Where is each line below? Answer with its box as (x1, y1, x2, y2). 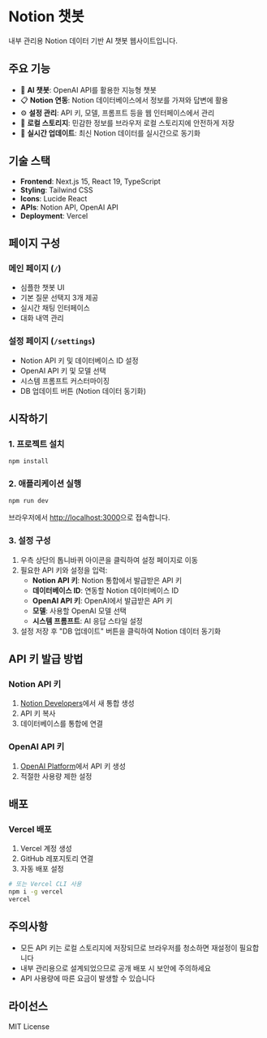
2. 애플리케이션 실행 (8, 478, 82, 490)
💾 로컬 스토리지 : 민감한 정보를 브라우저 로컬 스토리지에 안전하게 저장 (19, 118, 235, 128)
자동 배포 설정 (19, 864, 64, 874)
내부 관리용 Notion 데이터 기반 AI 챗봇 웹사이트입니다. (8, 36, 179, 45)
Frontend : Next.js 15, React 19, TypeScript (19, 176, 161, 186)
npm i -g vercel (8, 888, 63, 896)
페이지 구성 (8, 236, 61, 250)
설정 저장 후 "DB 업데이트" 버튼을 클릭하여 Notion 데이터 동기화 (19, 626, 222, 636)
